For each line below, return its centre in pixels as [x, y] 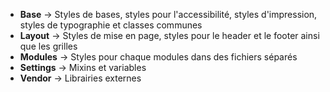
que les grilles [48, 46]
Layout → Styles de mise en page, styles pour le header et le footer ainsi [169, 35]
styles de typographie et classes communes [111, 25]
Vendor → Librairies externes [80, 78]
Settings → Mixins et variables [83, 67]
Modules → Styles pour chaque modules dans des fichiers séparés [158, 57]
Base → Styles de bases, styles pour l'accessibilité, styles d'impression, [168, 14]
